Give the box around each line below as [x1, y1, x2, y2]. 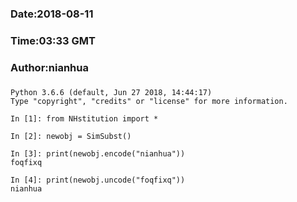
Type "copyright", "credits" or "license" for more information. [10, 96, 288, 106]
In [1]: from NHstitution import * [10, 113, 159, 124]
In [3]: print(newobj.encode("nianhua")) [10, 148, 186, 159]
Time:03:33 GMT [10, 33, 96, 47]
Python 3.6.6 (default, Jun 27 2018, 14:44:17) [10, 87, 213, 97]
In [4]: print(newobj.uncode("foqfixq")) [10, 175, 186, 185]
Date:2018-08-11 [10, 7, 94, 21]
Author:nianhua [10, 60, 89, 74]
